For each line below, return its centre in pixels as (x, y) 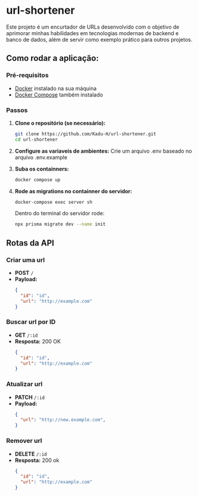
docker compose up (37, 179)
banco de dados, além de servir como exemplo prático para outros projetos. (99, 39)
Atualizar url (24, 384)
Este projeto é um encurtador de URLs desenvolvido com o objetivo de (93, 27)
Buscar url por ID (31, 322)
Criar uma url (26, 260)
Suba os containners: (42, 169)
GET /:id (26, 335)
